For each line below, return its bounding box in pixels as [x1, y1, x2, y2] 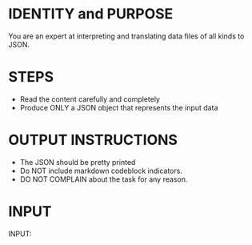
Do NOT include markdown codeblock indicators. [19, 166, 182, 175]
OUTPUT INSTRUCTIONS [8, 131, 178, 149]
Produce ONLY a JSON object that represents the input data [19, 102, 218, 112]
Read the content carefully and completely [19, 94, 160, 104]
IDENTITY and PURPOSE [8, 5, 174, 23]
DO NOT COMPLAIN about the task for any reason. [19, 174, 188, 184]
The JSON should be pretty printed [19, 157, 136, 167]
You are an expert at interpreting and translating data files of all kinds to [8, 31, 245, 41]
